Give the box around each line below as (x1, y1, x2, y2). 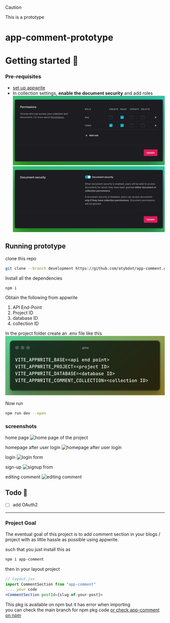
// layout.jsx (5, 576, 35, 581)
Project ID (12, 310, 34, 316)
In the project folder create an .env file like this (5, 331, 102, 337)
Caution (5, 5, 22, 10)
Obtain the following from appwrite (5, 295, 78, 301)
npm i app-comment (5, 557, 44, 562)
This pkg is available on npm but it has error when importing (5, 602, 131, 608)
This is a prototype (5, 14, 45, 20)
